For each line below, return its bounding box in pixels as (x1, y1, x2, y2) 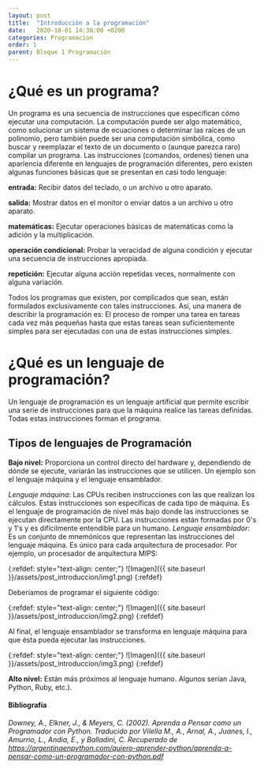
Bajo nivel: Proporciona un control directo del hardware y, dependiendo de (8, 458, 251, 467)
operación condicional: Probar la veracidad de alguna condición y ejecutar (8, 245, 253, 254)
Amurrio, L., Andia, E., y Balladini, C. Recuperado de (8, 734, 178, 744)
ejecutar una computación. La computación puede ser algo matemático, (8, 116, 242, 126)
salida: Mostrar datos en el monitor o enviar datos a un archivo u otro (8, 198, 234, 207)
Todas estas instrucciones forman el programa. (8, 413, 162, 423)
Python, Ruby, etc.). (8, 682, 73, 692)
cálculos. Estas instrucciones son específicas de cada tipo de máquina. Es (8, 498, 250, 507)
